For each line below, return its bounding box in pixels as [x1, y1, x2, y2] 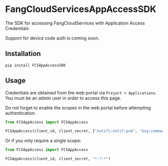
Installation [5, 49, 41, 58]
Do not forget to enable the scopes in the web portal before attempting [5, 104, 151, 110]
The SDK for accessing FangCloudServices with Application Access [5, 20, 145, 26]
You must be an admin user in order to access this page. [5, 95, 121, 101]
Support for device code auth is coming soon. [5, 35, 100, 41]
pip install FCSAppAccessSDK [5, 62, 66, 68]
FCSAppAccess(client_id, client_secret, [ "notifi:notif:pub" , [5, 128, 137, 133]
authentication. [5, 110, 36, 116]
